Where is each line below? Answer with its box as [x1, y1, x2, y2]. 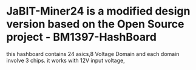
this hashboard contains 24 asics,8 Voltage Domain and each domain [6, 50, 180, 57]
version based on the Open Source [6, 17, 184, 31]
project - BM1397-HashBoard [6, 30, 157, 44]
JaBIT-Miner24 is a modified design [6, 4, 191, 18]
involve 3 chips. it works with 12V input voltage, [6, 57, 126, 64]
